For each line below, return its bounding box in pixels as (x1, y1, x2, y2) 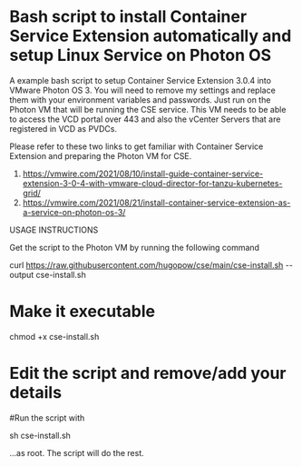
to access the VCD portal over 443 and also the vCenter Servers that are (9, 114, 281, 124)
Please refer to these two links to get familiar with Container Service (9, 141, 264, 152)
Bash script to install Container (9, 6, 248, 27)
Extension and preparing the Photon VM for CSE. (9, 150, 192, 161)
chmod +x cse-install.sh (9, 331, 100, 342)
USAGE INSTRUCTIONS (9, 224, 99, 235)
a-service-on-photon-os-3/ (22, 206, 126, 217)
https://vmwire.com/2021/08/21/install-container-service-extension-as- (22, 197, 291, 208)
